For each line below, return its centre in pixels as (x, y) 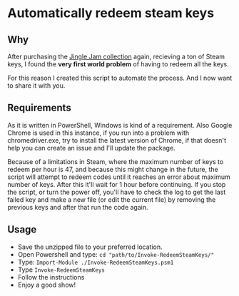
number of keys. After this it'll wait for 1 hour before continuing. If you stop (117, 184)
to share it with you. (36, 86)
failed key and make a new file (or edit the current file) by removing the (112, 199)
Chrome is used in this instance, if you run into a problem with (98, 133)
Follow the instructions (51, 277)
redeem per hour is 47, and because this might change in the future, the (113, 169)
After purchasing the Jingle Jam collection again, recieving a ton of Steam (116, 56)
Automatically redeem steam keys (111, 13)
